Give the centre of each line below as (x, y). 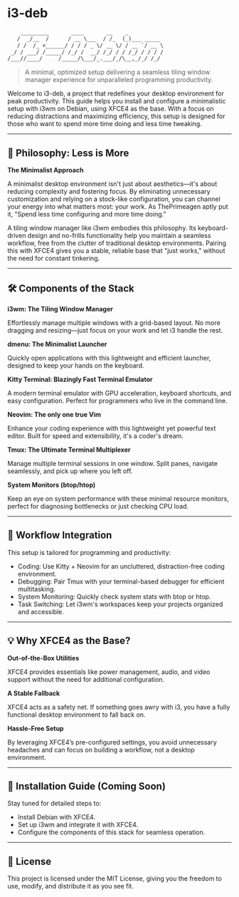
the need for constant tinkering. (54, 259)
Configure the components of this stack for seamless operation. (111, 832)
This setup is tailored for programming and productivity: (89, 552)
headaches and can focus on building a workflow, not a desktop (101, 750)
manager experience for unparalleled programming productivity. (119, 80)
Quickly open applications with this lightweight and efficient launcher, (109, 358)
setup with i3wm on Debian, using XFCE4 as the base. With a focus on (111, 109)
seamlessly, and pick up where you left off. (70, 471)
